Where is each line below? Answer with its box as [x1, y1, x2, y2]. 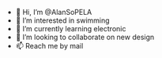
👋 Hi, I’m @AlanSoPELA [15, 8, 92, 16]
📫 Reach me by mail [15, 42, 84, 50]
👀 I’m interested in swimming [15, 16, 110, 25]
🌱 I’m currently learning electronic [15, 24, 126, 33]
